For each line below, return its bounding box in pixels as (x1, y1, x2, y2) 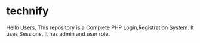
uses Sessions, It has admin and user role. (6, 30, 110, 37)
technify (6, 4, 49, 18)
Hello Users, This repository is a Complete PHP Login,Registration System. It (6, 24, 194, 31)
